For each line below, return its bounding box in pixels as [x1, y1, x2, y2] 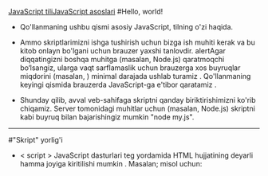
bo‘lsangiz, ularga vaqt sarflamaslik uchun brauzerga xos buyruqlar [19, 63, 241, 72]
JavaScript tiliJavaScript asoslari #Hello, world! [8, 7, 164, 16]
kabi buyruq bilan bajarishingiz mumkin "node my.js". [19, 112, 195, 122]
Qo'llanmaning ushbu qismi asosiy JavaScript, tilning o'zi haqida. [19, 22, 234, 31]
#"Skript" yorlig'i [8, 135, 63, 144]
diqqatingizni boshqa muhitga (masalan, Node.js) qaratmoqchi [19, 55, 225, 64]
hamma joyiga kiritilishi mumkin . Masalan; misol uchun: [19, 159, 203, 168]
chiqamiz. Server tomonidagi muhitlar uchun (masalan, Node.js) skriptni [19, 104, 255, 113]
